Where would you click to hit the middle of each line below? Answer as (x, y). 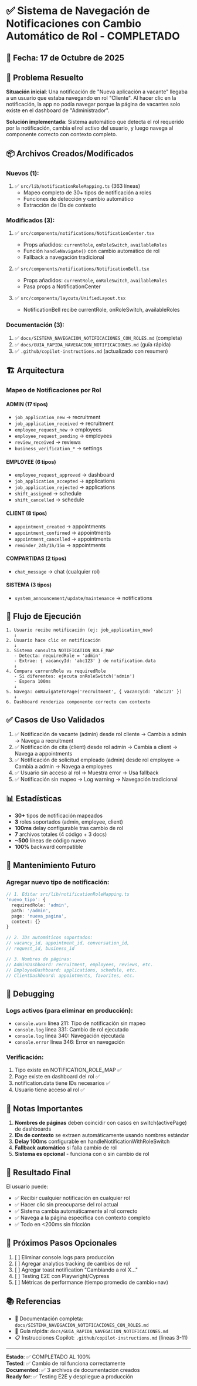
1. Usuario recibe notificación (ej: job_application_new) (80, 630)
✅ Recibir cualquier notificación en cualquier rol (72, 1198)
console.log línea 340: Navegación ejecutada (69, 1036)
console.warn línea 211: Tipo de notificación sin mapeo (80, 1023)
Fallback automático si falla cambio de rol (66, 1148)
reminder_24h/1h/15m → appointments (60, 545)
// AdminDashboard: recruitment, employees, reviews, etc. (80, 965)
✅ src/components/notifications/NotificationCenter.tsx (84, 233)
